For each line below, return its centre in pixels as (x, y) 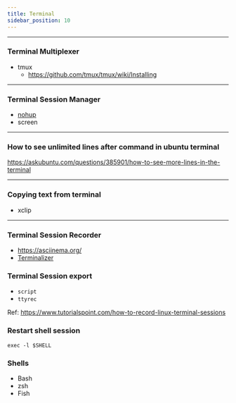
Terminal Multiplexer (43, 51)
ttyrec (27, 299)
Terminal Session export (50, 275)
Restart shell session (44, 330)
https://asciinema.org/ (50, 250)
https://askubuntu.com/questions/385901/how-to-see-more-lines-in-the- (114, 162)
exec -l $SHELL (29, 345)
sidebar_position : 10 (39, 20)
